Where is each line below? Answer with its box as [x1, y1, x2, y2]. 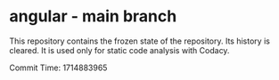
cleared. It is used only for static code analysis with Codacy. [9, 44, 230, 55]
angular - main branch [9, 6, 177, 27]
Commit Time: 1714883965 [9, 62, 108, 73]
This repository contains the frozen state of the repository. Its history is [9, 36, 270, 46]
